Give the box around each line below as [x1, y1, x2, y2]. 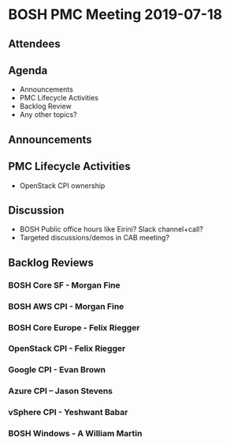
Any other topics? [19, 110, 77, 119]
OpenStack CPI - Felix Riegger [8, 343, 126, 354]
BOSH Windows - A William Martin [8, 428, 143, 439]
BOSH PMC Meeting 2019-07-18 [8, 6, 223, 24]
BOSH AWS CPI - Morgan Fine [8, 300, 124, 311]
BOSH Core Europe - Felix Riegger [8, 322, 140, 333]
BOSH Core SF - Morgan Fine [8, 279, 121, 290]
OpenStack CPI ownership [19, 180, 106, 190]
